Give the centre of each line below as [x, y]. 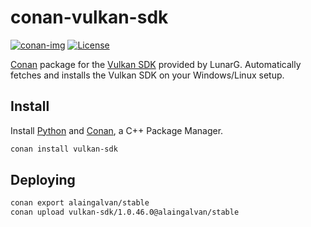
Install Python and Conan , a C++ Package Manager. [117, 130]
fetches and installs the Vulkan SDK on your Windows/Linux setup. [147, 75]
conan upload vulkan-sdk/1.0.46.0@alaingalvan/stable [125, 212]
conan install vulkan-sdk [64, 149]
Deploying [43, 180]
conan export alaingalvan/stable [80, 203]
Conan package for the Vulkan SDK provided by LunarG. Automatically [156, 64]
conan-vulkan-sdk [89, 17]
